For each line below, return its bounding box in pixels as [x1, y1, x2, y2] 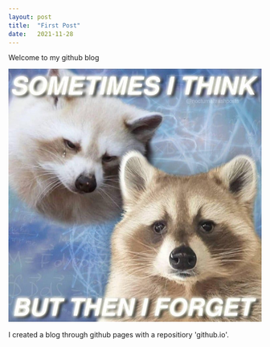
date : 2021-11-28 [8, 30, 74, 38]
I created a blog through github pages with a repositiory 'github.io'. [8, 330, 229, 340]
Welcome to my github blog [8, 53, 100, 63]
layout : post [8, 13, 52, 21]
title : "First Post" [8, 21, 81, 30]
